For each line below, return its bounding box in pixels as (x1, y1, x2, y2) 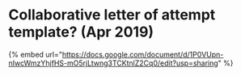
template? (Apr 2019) (8, 23, 154, 41)
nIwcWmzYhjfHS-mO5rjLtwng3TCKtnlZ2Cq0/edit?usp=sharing (8, 58, 218, 68)
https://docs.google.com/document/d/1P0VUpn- (61, 49, 224, 59)
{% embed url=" (8, 49, 63, 59)
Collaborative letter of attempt (8, 6, 216, 24)
